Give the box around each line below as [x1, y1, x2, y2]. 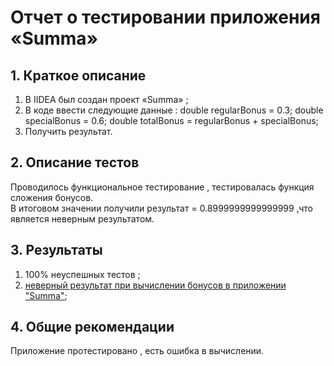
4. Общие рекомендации [10, 319, 175, 336]
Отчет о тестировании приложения [10, 6, 321, 29]
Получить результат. [24, 126, 113, 137]
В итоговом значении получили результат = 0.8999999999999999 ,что [10, 202, 313, 214]
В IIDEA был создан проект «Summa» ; [24, 94, 189, 105]
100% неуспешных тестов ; [24, 268, 141, 280]
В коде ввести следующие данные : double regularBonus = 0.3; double [24, 104, 324, 116]
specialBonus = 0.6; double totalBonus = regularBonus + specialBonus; [24, 115, 319, 126]
